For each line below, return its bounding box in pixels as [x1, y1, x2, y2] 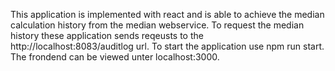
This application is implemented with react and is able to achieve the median [10, 9, 325, 20]
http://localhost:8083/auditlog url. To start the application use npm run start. [10, 40, 325, 52]
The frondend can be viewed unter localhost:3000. [10, 51, 220, 63]
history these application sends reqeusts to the [10, 30, 204, 41]
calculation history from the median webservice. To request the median [10, 19, 305, 31]
